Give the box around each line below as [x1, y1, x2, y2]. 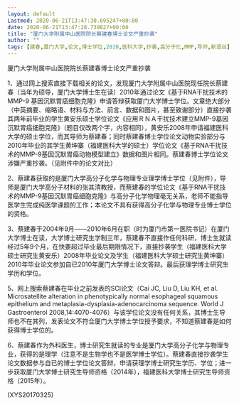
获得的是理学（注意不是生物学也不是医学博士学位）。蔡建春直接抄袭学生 [19, 350, 229, 358]
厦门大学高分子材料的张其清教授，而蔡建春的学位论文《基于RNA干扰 [19, 183, 221, 191]
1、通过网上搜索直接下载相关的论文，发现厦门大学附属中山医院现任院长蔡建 [7, 79, 228, 87]
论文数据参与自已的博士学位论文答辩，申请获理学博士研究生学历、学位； [7, 359, 219, 367]
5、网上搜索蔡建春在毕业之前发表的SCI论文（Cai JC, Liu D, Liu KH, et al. [7, 284, 218, 292]
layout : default [7, 10, 55, 18]
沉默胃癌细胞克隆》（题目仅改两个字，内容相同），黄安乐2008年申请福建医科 [7, 124, 229, 131]
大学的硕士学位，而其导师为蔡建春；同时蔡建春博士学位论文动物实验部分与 [7, 132, 225, 141]
